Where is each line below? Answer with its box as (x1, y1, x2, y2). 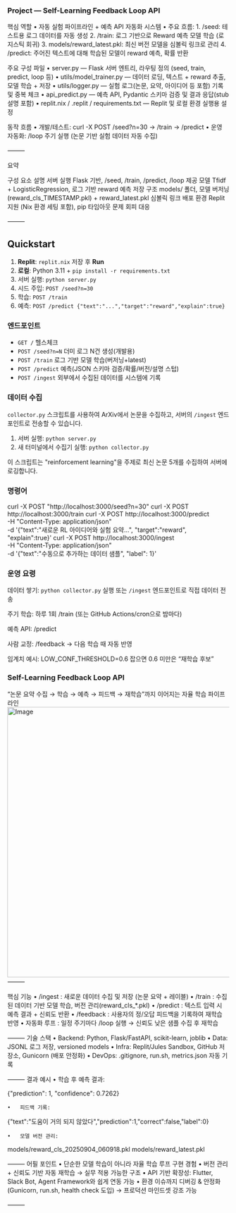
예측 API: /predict (7, 625, 57, 633)
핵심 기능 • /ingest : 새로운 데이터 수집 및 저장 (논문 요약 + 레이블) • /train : (7, 992, 215, 1000)
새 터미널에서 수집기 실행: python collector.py (17, 442, 149, 451)
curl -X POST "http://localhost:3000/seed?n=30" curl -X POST (7, 502, 189, 511)
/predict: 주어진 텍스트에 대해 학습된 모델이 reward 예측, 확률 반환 (7, 49, 189, 58)
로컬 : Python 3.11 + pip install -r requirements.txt (17, 266, 170, 275)
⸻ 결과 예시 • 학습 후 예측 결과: (7, 1075, 105, 1083)
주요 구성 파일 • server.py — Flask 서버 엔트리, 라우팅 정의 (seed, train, (7, 64, 206, 73)
